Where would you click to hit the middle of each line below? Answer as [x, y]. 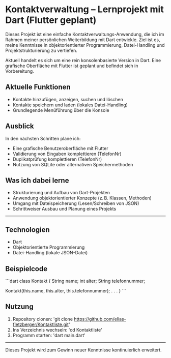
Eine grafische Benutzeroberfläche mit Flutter [60, 148]
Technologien [27, 230]
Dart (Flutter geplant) [51, 20]
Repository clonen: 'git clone [42, 319]
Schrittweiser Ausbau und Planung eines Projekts [64, 209]
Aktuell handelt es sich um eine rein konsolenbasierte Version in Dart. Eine [83, 60]
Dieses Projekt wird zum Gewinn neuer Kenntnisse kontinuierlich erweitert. [83, 350]
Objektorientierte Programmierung [49, 247]
